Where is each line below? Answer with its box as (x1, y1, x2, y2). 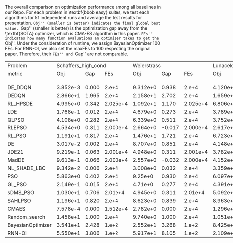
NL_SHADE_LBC (7, 165, 46, 171)
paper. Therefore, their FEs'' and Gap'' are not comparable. (5, 51, 128, 57)
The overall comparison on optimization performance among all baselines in (5, 4, 161, 10)
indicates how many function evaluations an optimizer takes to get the (5, 36, 159, 41)
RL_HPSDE (7, 100, 33, 107)
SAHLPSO (7, 197, 31, 204)
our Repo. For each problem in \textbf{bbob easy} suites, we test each (5, 9, 150, 15)
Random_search (7, 214, 46, 220)
